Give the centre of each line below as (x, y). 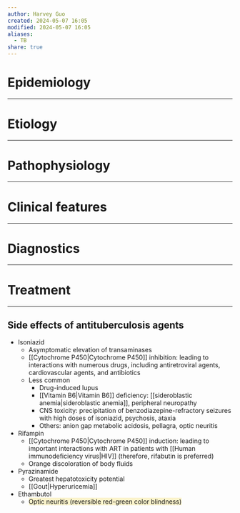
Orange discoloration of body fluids (81, 464)
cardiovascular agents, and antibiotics (84, 373)
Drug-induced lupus (69, 388)
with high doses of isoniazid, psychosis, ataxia (107, 418)
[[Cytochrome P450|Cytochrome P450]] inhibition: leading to (119, 357)
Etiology (32, 124)
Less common (49, 380)
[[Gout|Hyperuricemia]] (63, 487)
